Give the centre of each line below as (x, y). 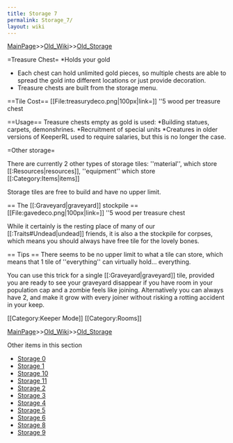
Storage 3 (32, 396)
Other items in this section (45, 345)
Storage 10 (33, 374)
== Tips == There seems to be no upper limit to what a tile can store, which (115, 255)
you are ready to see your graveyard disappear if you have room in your (110, 283)
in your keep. (26, 305)
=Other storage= (31, 151)
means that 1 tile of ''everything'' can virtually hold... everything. (99, 262)
